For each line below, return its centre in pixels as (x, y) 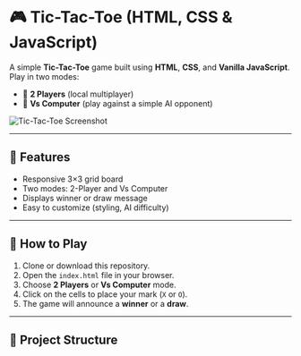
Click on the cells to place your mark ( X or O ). (105, 294)
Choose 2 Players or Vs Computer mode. (99, 284)
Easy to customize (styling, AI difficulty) (95, 208)
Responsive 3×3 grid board (73, 179)
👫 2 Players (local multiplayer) (78, 94)
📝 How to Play (48, 244)
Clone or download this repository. (86, 266)
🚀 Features (40, 157)
